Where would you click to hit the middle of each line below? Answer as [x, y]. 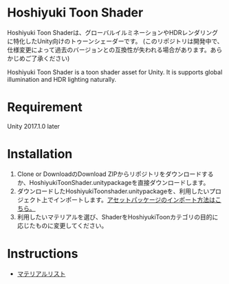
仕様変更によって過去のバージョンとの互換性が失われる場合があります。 [109, 50]
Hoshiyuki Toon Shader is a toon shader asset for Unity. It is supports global [115, 72]
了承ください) [50, 58]
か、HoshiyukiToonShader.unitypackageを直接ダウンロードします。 [113, 182]
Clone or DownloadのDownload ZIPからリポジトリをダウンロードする [115, 174]
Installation [40, 154]
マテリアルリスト [41, 274]
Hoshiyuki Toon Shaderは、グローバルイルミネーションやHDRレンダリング [113, 32]
